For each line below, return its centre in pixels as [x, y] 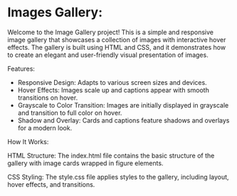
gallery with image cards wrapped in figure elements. [85, 163]
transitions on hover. [48, 98]
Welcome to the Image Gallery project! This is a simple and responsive [111, 32]
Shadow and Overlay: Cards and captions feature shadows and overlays [123, 120]
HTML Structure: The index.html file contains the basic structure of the [111, 155]
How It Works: [28, 141]
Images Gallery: [55, 12]
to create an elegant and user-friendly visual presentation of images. [108, 55]
